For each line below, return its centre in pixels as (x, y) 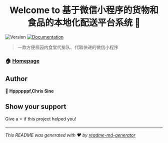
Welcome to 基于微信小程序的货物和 (84, 10)
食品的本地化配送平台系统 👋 (84, 23)
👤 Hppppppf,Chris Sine (29, 91)
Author (16, 79)
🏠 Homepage (22, 60)
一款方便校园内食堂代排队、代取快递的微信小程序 (68, 47)
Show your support (36, 107)
